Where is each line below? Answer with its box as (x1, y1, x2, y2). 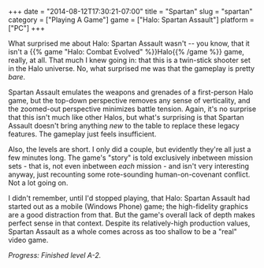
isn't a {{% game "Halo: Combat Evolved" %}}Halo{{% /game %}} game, (8, 47, 244, 56)
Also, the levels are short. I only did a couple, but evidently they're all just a (8, 145, 251, 154)
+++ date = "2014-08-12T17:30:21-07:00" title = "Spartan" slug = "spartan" (8, 7, 253, 16)
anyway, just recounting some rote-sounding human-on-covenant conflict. (8, 169, 251, 179)
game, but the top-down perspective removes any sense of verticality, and (8, 96, 251, 105)
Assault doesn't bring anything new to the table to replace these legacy (8, 121, 240, 130)
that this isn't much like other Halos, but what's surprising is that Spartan (8, 113, 244, 121)
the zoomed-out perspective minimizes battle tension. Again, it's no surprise (8, 104, 257, 114)
